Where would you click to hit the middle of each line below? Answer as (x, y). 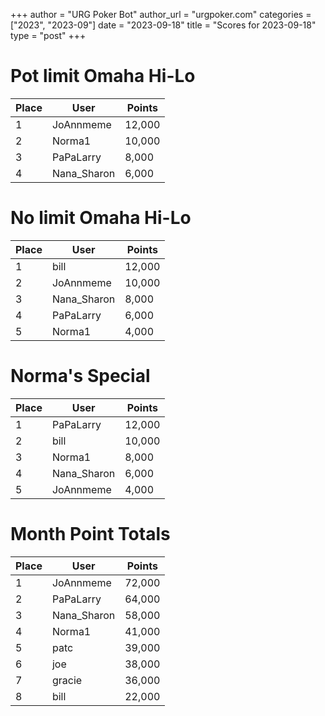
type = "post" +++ (48, 35)
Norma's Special (80, 376)
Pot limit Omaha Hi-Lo (103, 76)
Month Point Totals (90, 534)
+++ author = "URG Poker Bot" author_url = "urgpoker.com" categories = (161, 14)
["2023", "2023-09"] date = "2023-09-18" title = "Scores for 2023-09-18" (163, 25)
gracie (67, 680)
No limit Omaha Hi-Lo (101, 218)
